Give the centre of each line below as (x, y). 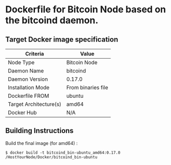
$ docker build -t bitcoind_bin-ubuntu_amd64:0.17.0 (63, 153)
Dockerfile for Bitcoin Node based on (86, 10)
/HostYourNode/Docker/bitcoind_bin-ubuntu (51, 157)
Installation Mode (29, 87)
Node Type (21, 62)
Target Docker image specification (62, 39)
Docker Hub (22, 113)
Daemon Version (28, 79)
